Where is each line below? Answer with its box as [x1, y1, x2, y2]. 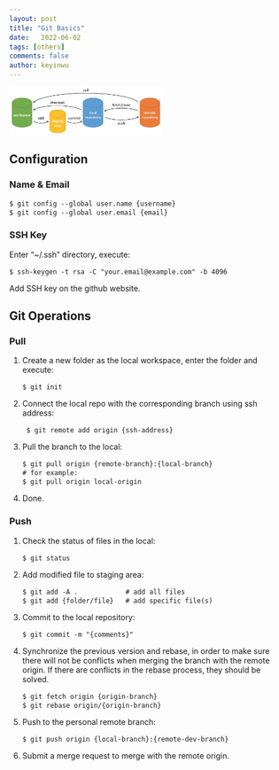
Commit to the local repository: [21, 611, 136, 622]
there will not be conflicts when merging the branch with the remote [21, 655, 270, 665]
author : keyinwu [9, 61, 69, 70]
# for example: [21, 469, 79, 478]
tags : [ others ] [9, 43, 66, 51]
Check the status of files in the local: [21, 535, 156, 546]
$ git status [21, 554, 71, 563]
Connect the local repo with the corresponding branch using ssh [21, 399, 258, 409]
